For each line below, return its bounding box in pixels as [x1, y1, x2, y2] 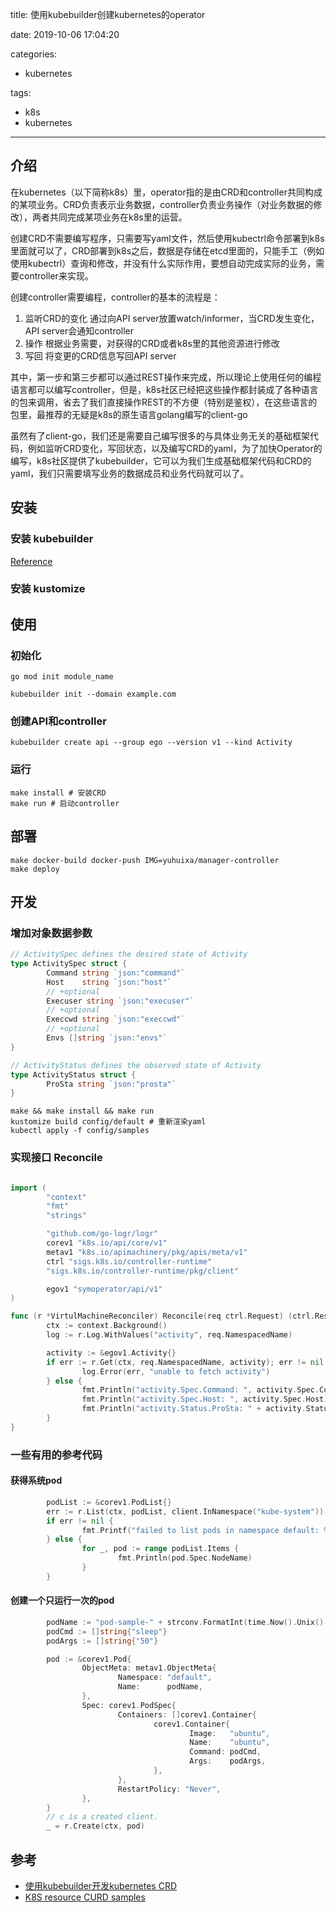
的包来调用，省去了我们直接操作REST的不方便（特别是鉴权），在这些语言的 [10, 396, 318, 408]
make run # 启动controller [10, 798, 120, 808]
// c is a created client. [46, 1812, 159, 1822]
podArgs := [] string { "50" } [46, 1636, 159, 1646]
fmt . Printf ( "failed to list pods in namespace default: [81, 1525, 320, 1535]
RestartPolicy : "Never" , [117, 1784, 222, 1794]
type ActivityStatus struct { [10, 1069, 137, 1080]
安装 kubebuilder [10, 532, 94, 546]
